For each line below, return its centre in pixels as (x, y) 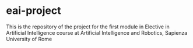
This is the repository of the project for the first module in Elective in (88, 27)
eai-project (34, 11)
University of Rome (29, 39)
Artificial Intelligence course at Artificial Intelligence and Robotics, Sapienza (97, 32)
